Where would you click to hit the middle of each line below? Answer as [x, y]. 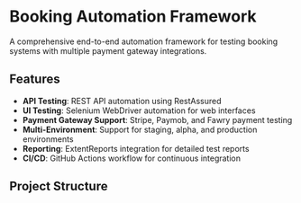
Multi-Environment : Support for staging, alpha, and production [140, 129]
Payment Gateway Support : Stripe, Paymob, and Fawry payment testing [157, 119]
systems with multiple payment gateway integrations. [108, 50]
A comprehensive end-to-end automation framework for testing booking [144, 41]
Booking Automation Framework [133, 17]
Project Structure [59, 186]
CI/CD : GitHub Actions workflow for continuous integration [132, 158]
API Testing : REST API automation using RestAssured [122, 101]
